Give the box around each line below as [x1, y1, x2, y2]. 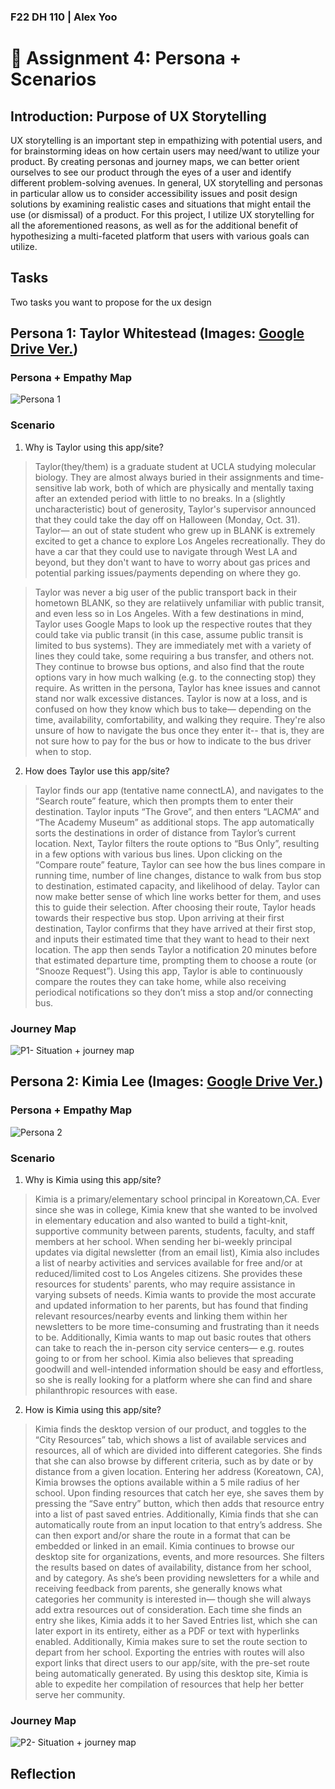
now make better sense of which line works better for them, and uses [34, 890, 322, 902]
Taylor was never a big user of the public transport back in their [34, 586, 297, 598]
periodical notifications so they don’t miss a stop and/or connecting [34, 986, 313, 998]
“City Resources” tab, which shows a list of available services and [34, 1434, 307, 1445]
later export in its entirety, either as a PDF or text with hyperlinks [34, 1625, 300, 1637]
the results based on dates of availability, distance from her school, [34, 1561, 312, 1573]
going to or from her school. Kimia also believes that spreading [34, 1353, 294, 1364]
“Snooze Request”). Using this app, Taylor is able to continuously [34, 965, 303, 977]
